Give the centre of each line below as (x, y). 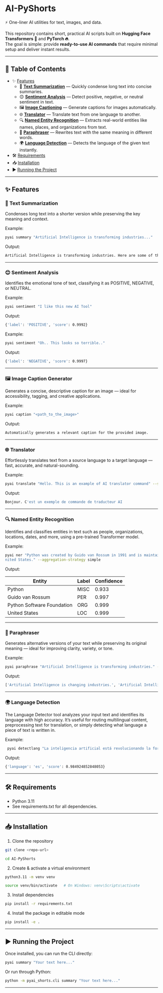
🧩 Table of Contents (35, 69)
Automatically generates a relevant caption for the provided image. (77, 433)
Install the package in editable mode (48, 913)
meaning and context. (27, 219)
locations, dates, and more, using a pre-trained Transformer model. (72, 537)
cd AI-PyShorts (20, 859)
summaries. (31, 91)
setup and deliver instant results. (38, 49)
